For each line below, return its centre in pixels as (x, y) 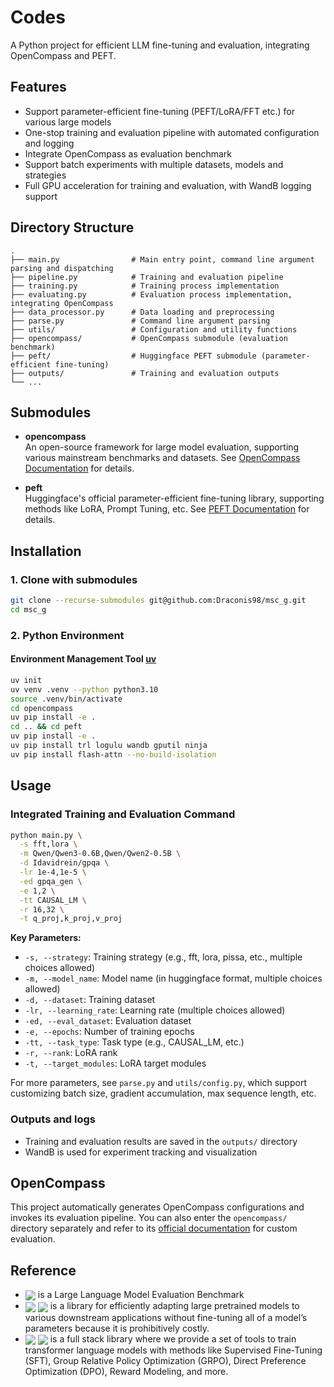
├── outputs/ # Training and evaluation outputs (145, 373)
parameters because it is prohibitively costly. (117, 1328)
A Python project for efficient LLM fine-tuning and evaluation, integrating (160, 45)
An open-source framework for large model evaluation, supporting (162, 447)
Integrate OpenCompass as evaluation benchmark (128, 153)
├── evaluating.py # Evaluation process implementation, (151, 294)
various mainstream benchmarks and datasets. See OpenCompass (162, 458)
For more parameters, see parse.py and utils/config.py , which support (158, 1083)
